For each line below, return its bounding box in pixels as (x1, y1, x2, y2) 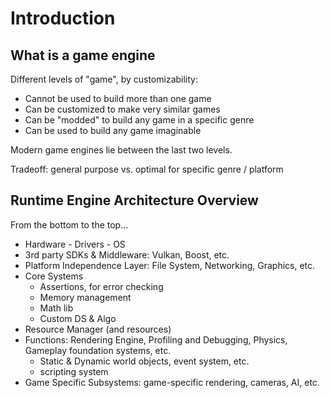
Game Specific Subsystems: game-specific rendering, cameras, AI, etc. (24, 376, 320, 388)
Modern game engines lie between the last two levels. (10, 144, 233, 156)
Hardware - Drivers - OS (24, 238, 126, 250)
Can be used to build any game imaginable (24, 125, 202, 136)
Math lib (39, 302, 74, 314)
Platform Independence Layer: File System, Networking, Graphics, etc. (24, 259, 316, 271)
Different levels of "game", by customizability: (10, 73, 199, 85)
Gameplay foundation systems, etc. (24, 344, 172, 356)
